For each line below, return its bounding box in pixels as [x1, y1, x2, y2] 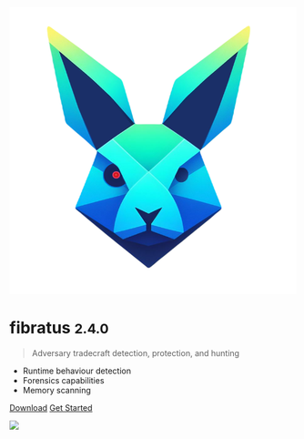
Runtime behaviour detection [22, 365, 132, 376]
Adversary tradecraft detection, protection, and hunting [31, 347, 239, 358]
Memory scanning [22, 384, 91, 395]
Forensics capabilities [22, 374, 105, 385]
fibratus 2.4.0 [9, 318, 109, 339]
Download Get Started [9, 402, 93, 413]
